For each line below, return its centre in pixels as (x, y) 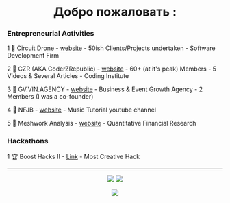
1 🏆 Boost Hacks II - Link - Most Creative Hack (74, 156)
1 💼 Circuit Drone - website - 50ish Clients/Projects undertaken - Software (111, 48)
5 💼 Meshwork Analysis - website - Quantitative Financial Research (102, 123)
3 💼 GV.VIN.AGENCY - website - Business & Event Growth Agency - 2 (105, 89)
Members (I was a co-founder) (50, 97)
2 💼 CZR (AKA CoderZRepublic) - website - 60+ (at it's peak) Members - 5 (112, 69)
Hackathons (28, 141)
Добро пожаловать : (115, 12)
